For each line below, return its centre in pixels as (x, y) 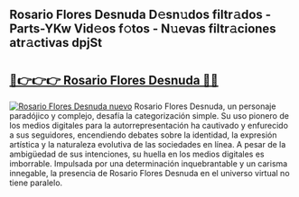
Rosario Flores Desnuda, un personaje (205, 106)
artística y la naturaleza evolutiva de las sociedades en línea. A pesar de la (148, 144)
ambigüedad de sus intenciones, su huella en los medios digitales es (137, 154)
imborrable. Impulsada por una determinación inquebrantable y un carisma (149, 164)
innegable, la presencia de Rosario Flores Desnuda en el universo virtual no (150, 173)
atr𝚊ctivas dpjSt (56, 43)
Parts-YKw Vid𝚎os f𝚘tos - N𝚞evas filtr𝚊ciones (143, 29)
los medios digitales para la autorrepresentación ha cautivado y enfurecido (149, 125)
